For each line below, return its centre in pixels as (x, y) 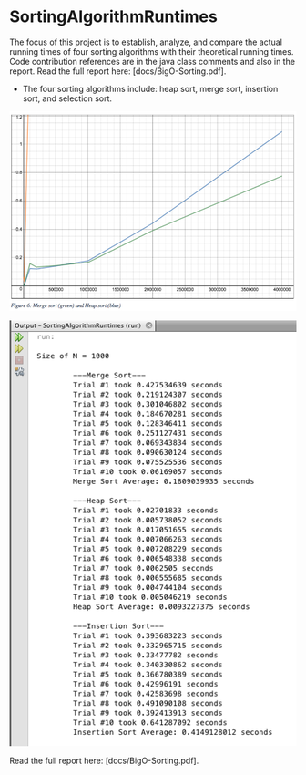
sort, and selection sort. (67, 98)
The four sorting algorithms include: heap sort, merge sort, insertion (150, 88)
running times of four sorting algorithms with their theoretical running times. (152, 51)
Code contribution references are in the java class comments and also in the (153, 61)
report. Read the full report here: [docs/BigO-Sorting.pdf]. (118, 71)
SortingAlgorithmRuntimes (114, 17)
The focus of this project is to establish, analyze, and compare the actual (146, 42)
